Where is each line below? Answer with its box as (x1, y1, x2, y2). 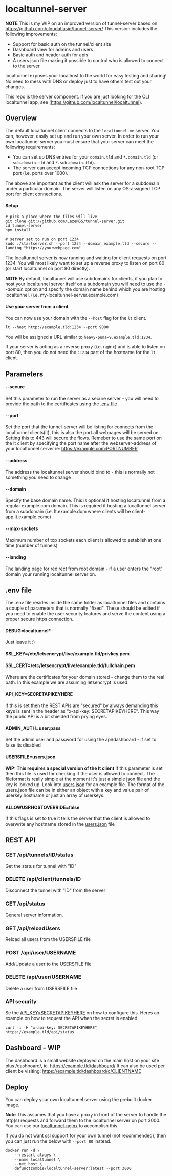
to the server (12, 63, 40, 69)
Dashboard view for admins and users (12, 46, 93, 52)
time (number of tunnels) (5, 542, 58, 548)
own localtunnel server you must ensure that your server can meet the (5, 138, 154, 144)
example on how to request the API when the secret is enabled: (5, 1015, 139, 1021)
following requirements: (5, 144, 55, 150)
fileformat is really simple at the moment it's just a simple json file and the (5, 776, 160, 782)
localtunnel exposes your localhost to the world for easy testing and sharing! (5, 72, 167, 79)
